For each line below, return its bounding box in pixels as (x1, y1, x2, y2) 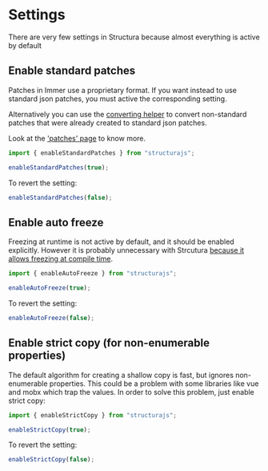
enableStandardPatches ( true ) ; (8, 163, 110, 172)
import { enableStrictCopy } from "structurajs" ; (8, 411, 178, 419)
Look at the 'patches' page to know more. (8, 133, 146, 143)
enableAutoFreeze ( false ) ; (8, 314, 94, 322)
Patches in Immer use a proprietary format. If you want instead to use (8, 85, 238, 95)
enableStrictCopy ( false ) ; (8, 456, 94, 464)
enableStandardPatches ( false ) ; (8, 193, 113, 201)
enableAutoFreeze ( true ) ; (8, 284, 91, 292)
